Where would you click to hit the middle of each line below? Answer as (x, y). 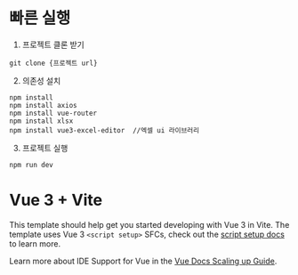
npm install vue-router (53, 113)
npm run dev (31, 165)
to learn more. (35, 243)
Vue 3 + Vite (56, 200)
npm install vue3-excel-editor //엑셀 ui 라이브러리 (105, 130)
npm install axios (43, 105)
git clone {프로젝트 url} (53, 63)
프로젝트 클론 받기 (53, 44)
